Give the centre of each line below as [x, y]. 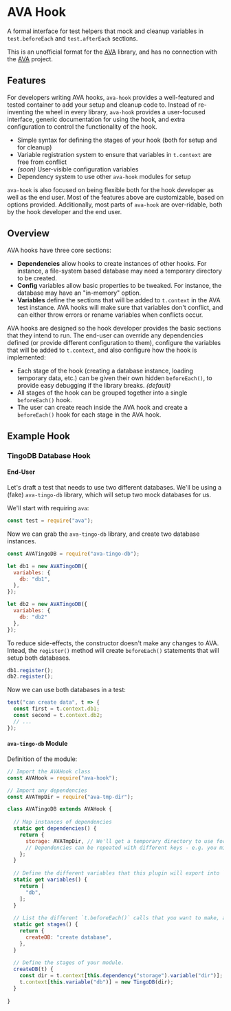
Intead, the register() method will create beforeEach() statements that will [113, 650]
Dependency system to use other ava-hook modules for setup [104, 176]
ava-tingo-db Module [37, 744]
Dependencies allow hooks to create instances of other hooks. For [112, 263]
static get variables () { [51, 880]
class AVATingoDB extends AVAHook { [59, 809]
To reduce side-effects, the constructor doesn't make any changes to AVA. [113, 643]
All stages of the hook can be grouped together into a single [102, 393]
